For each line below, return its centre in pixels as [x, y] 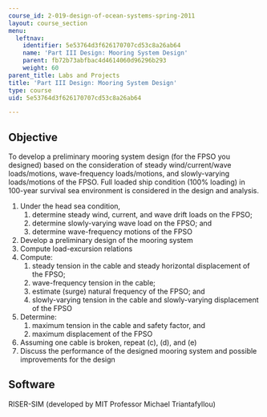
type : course [30, 90]
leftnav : [30, 38]
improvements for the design [68, 360]
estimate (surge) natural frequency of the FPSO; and [119, 291]
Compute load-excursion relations [76, 249]
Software [32, 385]
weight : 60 [41, 68]
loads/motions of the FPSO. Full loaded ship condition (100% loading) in [127, 182]
